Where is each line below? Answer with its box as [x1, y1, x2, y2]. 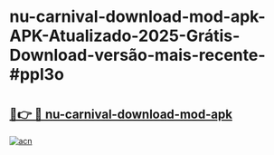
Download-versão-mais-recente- [9, 45, 266, 65]
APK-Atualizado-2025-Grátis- [9, 25, 241, 46]
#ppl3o [9, 64, 65, 85]
